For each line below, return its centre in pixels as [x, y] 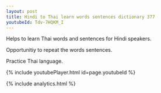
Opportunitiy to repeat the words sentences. [59, 50]
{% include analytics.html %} [41, 84]
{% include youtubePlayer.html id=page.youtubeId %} [71, 73]
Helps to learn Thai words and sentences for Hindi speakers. [79, 39]
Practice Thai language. [34, 61]
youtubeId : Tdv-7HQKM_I [35, 22]
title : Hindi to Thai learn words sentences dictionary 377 [81, 17]
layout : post [22, 11]
